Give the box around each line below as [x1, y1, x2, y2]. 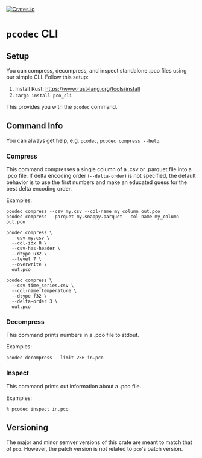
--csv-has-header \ [11, 246, 61, 252]
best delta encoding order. [6, 185, 72, 192]
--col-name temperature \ [11, 288, 77, 294]
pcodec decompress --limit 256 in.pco [6, 355, 104, 361]
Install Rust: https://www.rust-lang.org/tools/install [14, 85, 140, 92]
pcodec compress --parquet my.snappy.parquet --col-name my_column [6, 214, 180, 220]
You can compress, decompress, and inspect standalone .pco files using [6, 67, 187, 74]
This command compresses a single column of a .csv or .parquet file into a [6, 166, 192, 173]
